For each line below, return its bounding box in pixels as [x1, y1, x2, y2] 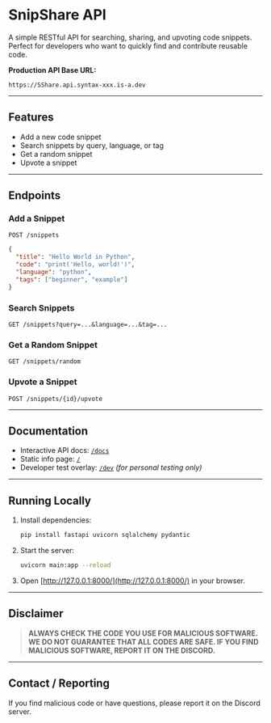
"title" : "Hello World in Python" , [15, 253, 135, 261]
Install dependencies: [19, 515, 92, 525]
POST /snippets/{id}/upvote [8, 395, 103, 403]
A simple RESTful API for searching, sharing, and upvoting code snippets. [8, 32, 252, 42]
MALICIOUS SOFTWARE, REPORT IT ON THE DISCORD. [27, 645, 215, 655]
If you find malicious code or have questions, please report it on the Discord [8, 698, 261, 708]
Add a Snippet [8, 213, 65, 224]
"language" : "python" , [15, 268, 92, 277]
